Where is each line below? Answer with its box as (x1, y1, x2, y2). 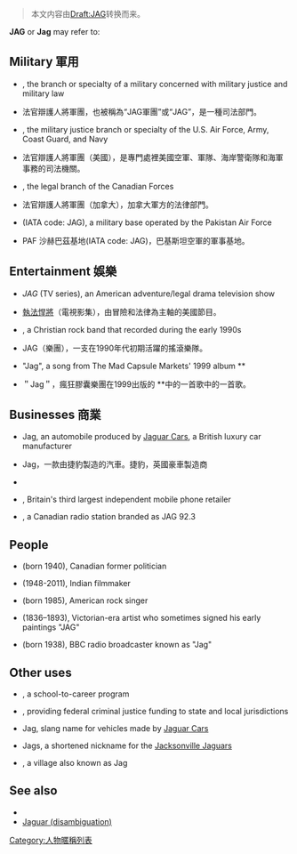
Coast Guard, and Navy (21, 133, 108, 144)
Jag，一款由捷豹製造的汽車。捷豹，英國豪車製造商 (21, 459, 208, 470)
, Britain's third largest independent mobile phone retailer (21, 494, 231, 505)
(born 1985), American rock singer (21, 595, 148, 606)
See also (9, 783, 58, 799)
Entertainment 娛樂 (9, 264, 117, 279)
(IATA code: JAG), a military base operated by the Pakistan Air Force (21, 217, 273, 228)
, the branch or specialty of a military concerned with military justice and (21, 78, 288, 89)
